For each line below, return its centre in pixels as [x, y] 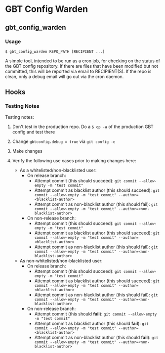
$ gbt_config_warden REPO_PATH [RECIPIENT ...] [55, 51]
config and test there [34, 132]
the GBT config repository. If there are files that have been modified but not [82, 66]
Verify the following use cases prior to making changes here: [74, 160]
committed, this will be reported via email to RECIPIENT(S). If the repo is [78, 71]
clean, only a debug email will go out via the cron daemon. [64, 76]
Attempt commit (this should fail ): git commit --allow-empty [96, 314]
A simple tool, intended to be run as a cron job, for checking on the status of [83, 61]
